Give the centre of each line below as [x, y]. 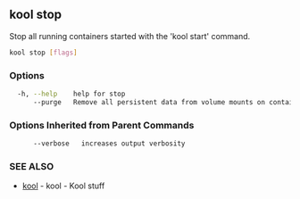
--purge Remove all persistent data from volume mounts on [149, 102]
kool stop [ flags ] [43, 53]
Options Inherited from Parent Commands [102, 125]
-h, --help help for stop [71, 94]
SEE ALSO [32, 166]
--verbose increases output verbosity [109, 144]
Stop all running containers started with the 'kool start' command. [130, 36]
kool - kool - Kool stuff [63, 186]
